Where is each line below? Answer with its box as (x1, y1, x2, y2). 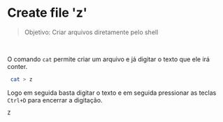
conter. (7, 62, 28, 70)
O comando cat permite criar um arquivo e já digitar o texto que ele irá (7, 54, 210, 63)
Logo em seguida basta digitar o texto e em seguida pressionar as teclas (7, 89, 217, 97)
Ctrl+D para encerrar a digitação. (7, 96, 103, 104)
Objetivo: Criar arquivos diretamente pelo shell (24, 28, 159, 36)
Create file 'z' (7, 5, 87, 21)
